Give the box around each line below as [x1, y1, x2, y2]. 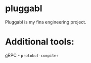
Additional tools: [5, 36, 75, 47]
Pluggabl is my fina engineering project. [5, 19, 87, 25]
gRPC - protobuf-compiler [5, 52, 59, 58]
